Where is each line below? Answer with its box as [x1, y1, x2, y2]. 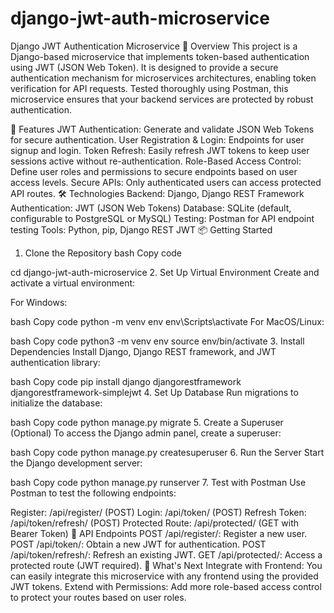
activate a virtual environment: [10, 277, 136, 289]
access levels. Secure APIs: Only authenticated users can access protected [10, 176, 322, 188]
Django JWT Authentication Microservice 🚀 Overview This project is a [10, 40, 298, 52]
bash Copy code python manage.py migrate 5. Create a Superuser [10, 416, 284, 428]
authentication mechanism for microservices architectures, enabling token [10, 72, 317, 84]
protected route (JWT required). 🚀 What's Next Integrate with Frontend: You [10, 559, 323, 571]
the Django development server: [10, 457, 143, 469]
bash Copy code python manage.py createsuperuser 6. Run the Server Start [10, 446, 325, 458]
